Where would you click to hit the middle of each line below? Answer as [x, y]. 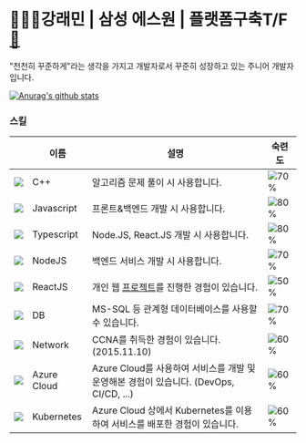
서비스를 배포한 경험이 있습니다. [175, 424]
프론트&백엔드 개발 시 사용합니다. [159, 209]
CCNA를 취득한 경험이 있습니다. [157, 340]
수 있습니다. [116, 323]
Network [51, 345]
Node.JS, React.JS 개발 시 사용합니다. [170, 235]
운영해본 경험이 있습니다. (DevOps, [163, 382]
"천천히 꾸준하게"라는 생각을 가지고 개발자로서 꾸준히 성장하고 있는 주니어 [140, 66]
